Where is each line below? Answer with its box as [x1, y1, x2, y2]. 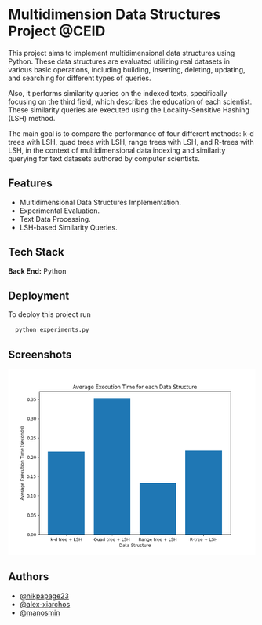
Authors [8, 570, 49, 583]
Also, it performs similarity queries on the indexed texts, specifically [8, 88, 227, 97]
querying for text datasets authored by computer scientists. [8, 153, 200, 163]
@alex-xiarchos [19, 599, 71, 608]
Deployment [8, 289, 70, 302]
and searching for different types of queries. [8, 73, 151, 83]
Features [8, 177, 53, 190]
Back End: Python [8, 266, 67, 276]
